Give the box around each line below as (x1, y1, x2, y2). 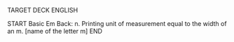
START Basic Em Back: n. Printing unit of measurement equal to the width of (7, 20, 227, 27)
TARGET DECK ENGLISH (7, 6, 78, 14)
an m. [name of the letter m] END (7, 27, 103, 35)
